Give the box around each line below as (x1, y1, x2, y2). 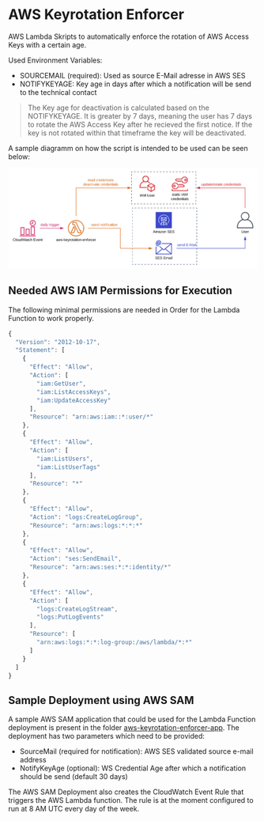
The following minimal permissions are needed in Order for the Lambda (8, 305, 240, 314)
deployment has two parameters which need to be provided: (8, 732, 206, 741)
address (19, 755, 47, 765)
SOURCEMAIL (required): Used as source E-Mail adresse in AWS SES (19, 70, 246, 80)
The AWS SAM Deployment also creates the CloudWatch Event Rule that (8, 787, 244, 796)
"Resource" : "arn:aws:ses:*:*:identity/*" (28, 563, 172, 571)
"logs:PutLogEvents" (36, 613, 104, 622)
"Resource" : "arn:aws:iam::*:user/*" (28, 413, 154, 421)
